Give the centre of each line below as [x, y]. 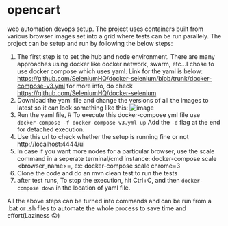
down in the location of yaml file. [86, 188]
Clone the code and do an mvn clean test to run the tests [97, 173]
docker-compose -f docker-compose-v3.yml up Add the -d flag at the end [118, 122]
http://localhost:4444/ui [51, 144]
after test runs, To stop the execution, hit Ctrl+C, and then [98, 180]
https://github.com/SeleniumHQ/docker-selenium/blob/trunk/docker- [114, 78]
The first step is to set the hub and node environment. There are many [116, 56]
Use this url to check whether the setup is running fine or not [103, 136]
